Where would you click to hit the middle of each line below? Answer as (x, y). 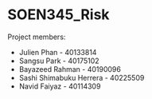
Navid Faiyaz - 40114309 (60, 86)
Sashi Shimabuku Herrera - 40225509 (82, 77)
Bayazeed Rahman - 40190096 (70, 69)
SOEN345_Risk (58, 15)
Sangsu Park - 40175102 (59, 61)
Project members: (37, 37)
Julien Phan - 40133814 (58, 52)
